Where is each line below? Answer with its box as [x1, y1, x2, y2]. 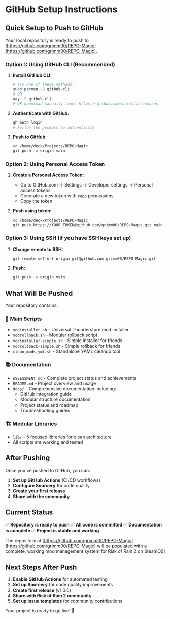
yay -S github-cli [12, 96, 52, 101]
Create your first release [12, 488, 66, 494]
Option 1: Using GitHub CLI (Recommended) [5, 60, 115, 68]
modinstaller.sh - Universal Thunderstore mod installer [12, 327, 129, 333]
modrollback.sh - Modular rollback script [12, 332, 98, 338]
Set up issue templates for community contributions [12, 598, 123, 604]
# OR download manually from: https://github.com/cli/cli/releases [12, 101, 158, 106]
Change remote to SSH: [12, 246, 63, 252]
